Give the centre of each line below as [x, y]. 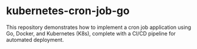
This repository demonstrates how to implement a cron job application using [99, 27]
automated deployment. [35, 40]
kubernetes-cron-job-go [68, 11]
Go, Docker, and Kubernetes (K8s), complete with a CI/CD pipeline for [91, 33]
